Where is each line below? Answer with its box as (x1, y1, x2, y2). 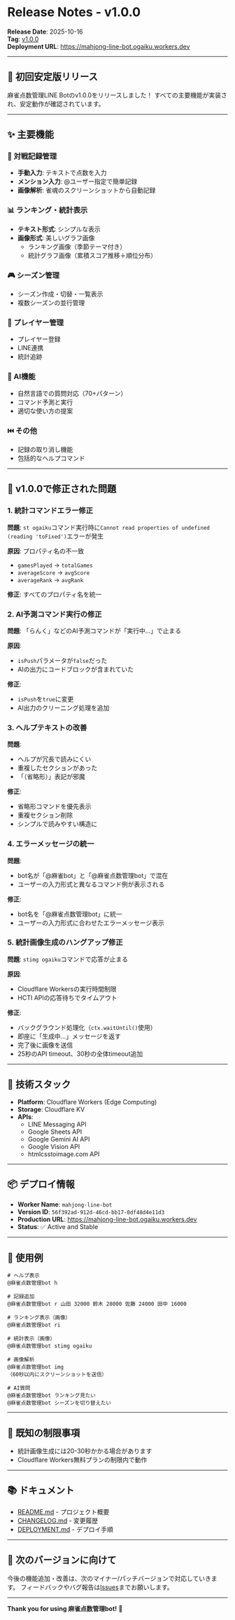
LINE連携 (17, 344, 44, 352)
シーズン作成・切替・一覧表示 (17, 290, 104, 298)
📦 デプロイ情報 (7, 1179, 76, 1190)
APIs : (17, 1112, 34, 1121)
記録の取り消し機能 (17, 445, 73, 453)
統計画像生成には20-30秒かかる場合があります (17, 1447, 152, 1455)
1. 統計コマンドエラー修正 (7, 506, 93, 516)
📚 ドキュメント (7, 1485, 75, 1497)
